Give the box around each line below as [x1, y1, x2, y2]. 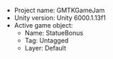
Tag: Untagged [24, 36, 69, 45]
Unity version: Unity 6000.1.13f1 [14, 14, 107, 22]
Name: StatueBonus [24, 28, 84, 37]
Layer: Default [24, 44, 66, 52]
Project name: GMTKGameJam [14, 6, 105, 14]
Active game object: [14, 21, 73, 29]
